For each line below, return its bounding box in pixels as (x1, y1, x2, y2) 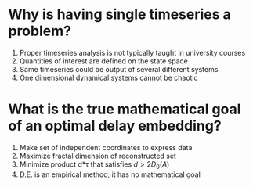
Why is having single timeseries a (8, 5, 231, 23)
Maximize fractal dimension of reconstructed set (19, 151, 176, 160)
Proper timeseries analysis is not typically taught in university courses (19, 48, 246, 57)
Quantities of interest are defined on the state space (19, 56, 188, 66)
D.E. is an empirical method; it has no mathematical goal (19, 170, 201, 179)
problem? (8, 22, 72, 40)
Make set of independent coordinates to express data (19, 142, 193, 152)
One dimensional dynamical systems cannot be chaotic (19, 73, 198, 82)
